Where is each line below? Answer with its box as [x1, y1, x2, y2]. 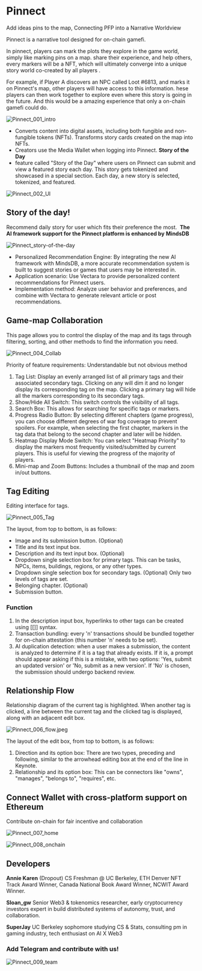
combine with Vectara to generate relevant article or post [14, 291, 157, 299]
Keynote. [14, 762, 37, 769]
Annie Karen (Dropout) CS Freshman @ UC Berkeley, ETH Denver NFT [6, 875, 182, 882]
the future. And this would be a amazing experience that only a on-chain [6, 98, 186, 105]
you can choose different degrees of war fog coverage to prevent [14, 417, 177, 425]
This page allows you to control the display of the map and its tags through [6, 331, 192, 338]
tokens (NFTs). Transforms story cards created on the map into [37, 134, 194, 141]
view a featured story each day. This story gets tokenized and [14, 166, 168, 173]
